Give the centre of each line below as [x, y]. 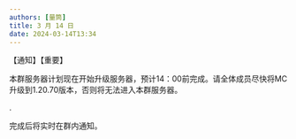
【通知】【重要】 [38, 60]
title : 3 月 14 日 [42, 26]
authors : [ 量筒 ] [38, 17]
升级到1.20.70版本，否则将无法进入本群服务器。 [96, 90]
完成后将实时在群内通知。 [56, 126]
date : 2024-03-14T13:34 [53, 34]
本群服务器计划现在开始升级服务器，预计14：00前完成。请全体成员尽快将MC [148, 79]
